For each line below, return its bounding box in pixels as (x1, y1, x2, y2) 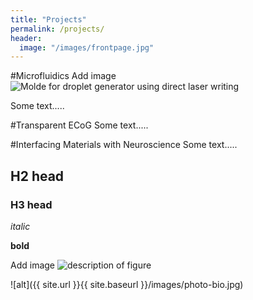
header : (10, 33, 43, 43)
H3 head (10, 197, 53, 211)
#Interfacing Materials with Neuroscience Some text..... (10, 139, 238, 151)
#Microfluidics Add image (10, 70, 117, 82)
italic (10, 220, 31, 232)
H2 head (10, 167, 65, 185)
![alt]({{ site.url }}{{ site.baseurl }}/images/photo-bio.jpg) (10, 278, 244, 290)
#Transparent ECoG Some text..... (10, 119, 149, 131)
